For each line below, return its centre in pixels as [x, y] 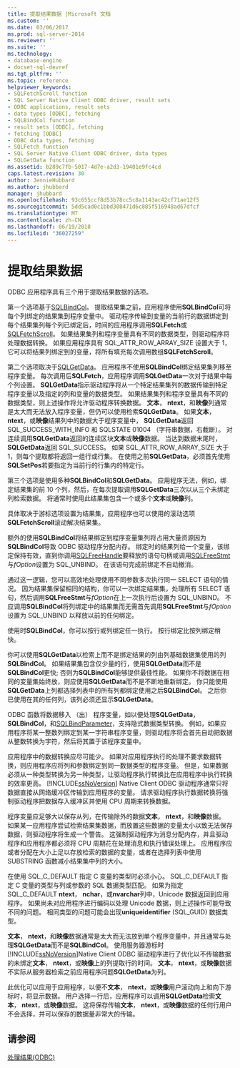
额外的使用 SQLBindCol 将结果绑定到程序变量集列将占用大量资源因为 [107, 538]
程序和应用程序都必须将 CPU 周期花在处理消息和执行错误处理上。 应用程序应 [120, 844]
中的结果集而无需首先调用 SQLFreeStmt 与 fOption [159, 607]
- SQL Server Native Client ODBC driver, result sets [89, 101]
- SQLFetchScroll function [47, 94]
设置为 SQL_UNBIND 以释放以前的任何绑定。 [72, 615]
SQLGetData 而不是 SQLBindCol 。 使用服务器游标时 [89, 945]
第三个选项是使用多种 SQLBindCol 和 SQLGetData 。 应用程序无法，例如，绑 [117, 480]
